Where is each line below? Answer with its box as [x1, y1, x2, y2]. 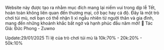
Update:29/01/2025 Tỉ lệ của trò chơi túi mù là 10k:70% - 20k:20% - [5, 35, 142, 41]
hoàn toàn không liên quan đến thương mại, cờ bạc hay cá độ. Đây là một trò [5, 10, 160, 16]
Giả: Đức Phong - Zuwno [5, 25, 55, 31]
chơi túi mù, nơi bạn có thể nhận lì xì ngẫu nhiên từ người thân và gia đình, [5, 15, 154, 21]
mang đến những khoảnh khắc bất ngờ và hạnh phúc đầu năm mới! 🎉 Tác [5, 20, 153, 26]
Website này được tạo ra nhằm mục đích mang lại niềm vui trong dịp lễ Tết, [5, 5, 156, 10]
